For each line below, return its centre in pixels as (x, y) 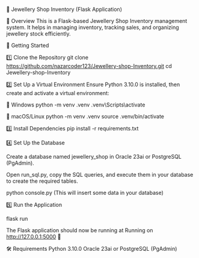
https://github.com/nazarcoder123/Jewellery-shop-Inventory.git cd (89, 66)
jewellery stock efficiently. (38, 34)
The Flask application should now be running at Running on (80, 230)
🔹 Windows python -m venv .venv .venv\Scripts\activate (76, 105)
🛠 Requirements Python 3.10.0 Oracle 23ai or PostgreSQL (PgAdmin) (92, 249)
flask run (17, 219)
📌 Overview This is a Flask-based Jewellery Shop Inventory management (97, 21)
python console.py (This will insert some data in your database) (85, 193)
